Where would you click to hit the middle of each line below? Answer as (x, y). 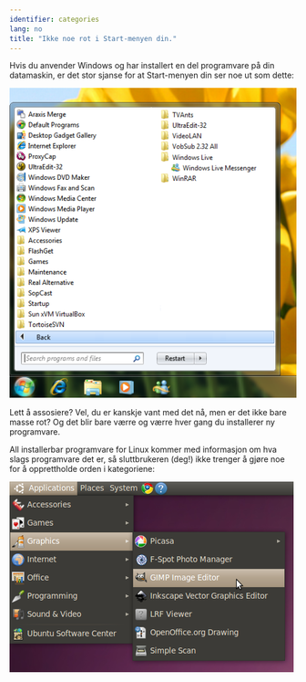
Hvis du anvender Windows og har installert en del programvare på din (142, 66)
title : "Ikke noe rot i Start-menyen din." (93, 38)
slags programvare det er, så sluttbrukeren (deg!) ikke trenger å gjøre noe (147, 459)
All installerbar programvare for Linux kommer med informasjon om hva (143, 450)
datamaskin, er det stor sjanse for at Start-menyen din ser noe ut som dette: (152, 75)
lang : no (26, 29)
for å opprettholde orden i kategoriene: (82, 469)
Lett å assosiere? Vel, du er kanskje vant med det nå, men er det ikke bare (148, 413)
